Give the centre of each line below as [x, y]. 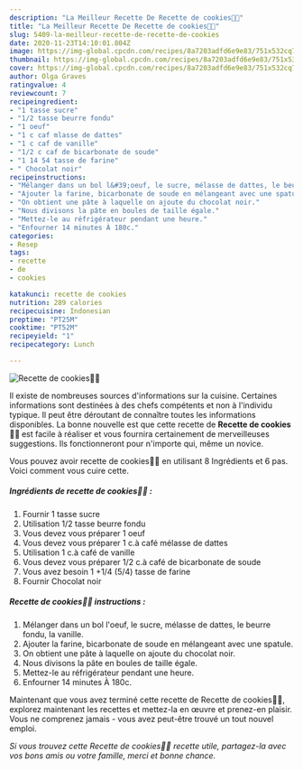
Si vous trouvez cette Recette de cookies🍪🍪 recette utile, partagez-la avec [148, 746]
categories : [32, 236]
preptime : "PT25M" [44, 320]
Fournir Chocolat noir [62, 581]
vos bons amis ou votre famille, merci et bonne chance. [113, 756]
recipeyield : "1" [42, 336]
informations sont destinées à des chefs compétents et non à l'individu [141, 405]
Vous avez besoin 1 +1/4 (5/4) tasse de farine [106, 571]
